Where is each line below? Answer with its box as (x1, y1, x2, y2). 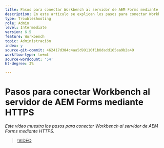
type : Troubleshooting (5, 16, 51, 21)
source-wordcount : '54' (5, 57, 54, 62)
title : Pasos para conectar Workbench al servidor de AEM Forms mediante (5, 7, 159, 12)
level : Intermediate (5, 25, 47, 30)
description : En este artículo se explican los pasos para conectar (5, 12, 147, 16)
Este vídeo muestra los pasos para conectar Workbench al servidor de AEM (5, 123, 159, 129)
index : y (5, 43, 23, 48)
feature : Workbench (5, 34, 45, 39)
